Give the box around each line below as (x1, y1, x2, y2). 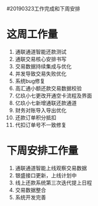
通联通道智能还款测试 (15, 48, 66, 55)
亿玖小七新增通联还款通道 (15, 99, 77, 107)
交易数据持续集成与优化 (15, 63, 72, 70)
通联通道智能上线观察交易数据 (15, 164, 87, 171)
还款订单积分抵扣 (15, 114, 57, 121)
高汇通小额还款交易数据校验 (15, 84, 82, 92)
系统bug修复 (15, 77, 45, 84)
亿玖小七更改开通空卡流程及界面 (15, 92, 92, 99)
